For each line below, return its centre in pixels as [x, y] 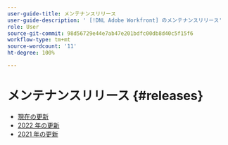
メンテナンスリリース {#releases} [106, 96]
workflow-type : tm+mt [39, 40]
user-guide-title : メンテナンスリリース [62, 14]
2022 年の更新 [38, 125]
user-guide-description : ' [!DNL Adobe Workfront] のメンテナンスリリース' [115, 20]
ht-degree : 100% [31, 53]
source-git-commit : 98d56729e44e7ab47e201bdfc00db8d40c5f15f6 [100, 33]
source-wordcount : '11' [42, 46]
